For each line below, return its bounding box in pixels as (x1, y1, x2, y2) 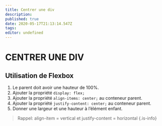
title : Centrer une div (5, 7, 55, 12)
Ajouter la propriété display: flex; (12, 90, 85, 96)
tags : (5, 26, 16, 31)
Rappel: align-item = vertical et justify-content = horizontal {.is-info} (17, 115, 157, 121)
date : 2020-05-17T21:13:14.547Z (5, 21, 72, 26)
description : (5, 12, 32, 17)
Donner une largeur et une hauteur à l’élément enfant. (12, 106, 123, 112)
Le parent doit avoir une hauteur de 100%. (12, 85, 99, 90)
